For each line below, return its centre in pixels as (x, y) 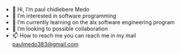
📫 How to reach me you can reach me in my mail (74, 35)
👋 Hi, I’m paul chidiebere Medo (51, 9)
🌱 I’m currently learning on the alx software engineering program (93, 22)
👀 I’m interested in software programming (64, 16)
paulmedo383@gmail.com (45, 44)
